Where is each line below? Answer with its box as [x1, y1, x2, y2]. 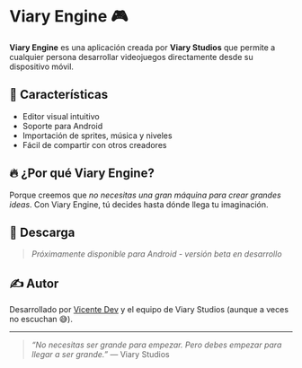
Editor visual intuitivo [22, 110, 101, 121]
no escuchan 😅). [9, 314, 74, 325]
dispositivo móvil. [9, 61, 75, 72]
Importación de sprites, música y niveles [22, 130, 173, 141]
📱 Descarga [9, 224, 75, 240]
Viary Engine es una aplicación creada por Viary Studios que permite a [9, 41, 276, 53]
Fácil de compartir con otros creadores [22, 139, 167, 150]
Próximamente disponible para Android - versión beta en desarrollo [31, 249, 282, 259]
